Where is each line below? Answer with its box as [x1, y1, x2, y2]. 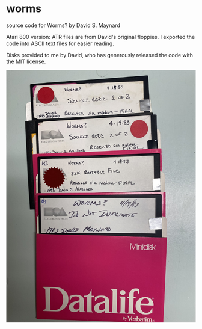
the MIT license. [6, 58, 46, 65]
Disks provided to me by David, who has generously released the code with [6, 51, 194, 58]
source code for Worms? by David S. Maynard [6, 22, 120, 29]
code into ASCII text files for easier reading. [6, 40, 114, 47]
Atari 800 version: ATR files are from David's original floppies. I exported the [6, 33, 195, 40]
